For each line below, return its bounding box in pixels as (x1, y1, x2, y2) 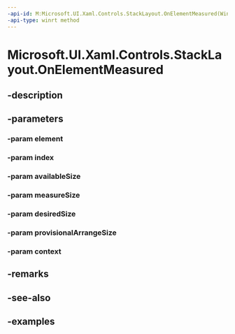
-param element (7, 134, 64, 144)
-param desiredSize (7, 209, 76, 219)
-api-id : (7, 10, 33, 17)
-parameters (7, 113, 64, 125)
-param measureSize (7, 190, 80, 200)
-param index (7, 153, 55, 163)
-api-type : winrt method (7, 17, 80, 24)
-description (7, 89, 63, 101)
